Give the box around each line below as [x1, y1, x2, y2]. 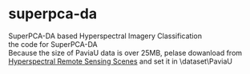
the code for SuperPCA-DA [8, 39, 98, 49]
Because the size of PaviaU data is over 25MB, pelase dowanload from [8, 48, 243, 57]
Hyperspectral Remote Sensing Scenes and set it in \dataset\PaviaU [8, 56, 232, 66]
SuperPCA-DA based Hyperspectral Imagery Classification [8, 31, 203, 41]
